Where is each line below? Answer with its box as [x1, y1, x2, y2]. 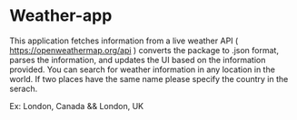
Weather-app [9, 5, 113, 26]
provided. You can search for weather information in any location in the [9, 64, 275, 75]
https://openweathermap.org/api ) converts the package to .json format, [9, 44, 280, 55]
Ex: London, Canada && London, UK [9, 100, 144, 111]
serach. [9, 83, 38, 94]
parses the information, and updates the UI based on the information [9, 54, 266, 65]
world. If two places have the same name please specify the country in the [9, 73, 289, 84]
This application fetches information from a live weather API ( [9, 35, 239, 46]
